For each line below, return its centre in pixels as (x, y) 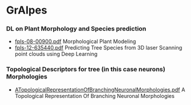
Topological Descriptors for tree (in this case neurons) (86, 70)
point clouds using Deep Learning (56, 54)
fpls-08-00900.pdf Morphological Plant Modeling (75, 41)
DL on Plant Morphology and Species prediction (76, 29)
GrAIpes (27, 10)
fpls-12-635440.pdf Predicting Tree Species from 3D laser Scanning (98, 48)
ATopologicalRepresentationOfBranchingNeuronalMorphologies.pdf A (100, 90)
